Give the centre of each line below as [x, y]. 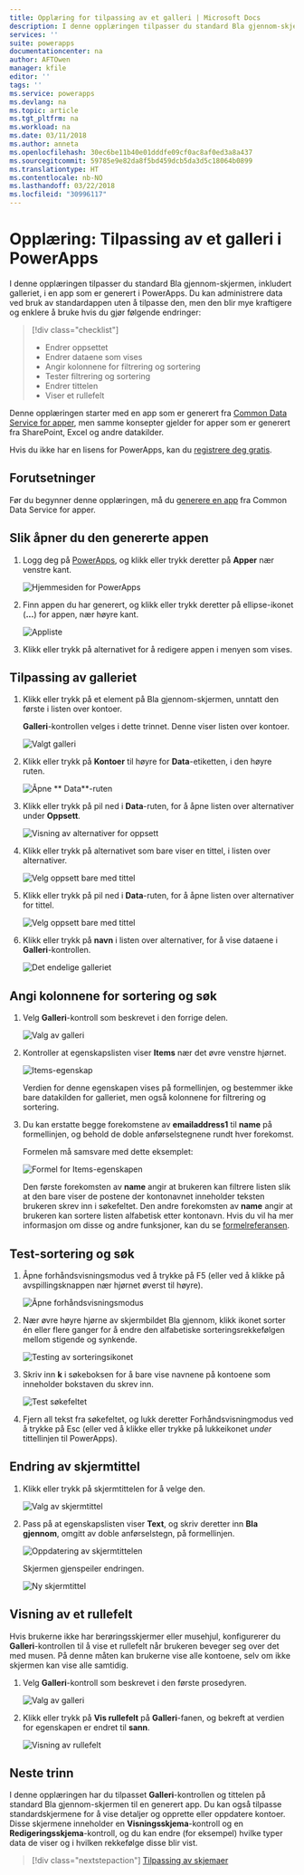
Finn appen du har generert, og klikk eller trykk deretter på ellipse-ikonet [158, 604]
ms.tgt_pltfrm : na [44, 119]
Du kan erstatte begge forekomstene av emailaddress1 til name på [147, 1125]
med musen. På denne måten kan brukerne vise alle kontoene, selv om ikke [150, 1655]
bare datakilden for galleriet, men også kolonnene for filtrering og [144, 1098]
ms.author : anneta [44, 144]
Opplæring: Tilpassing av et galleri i [146, 239]
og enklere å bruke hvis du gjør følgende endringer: [105, 312]
